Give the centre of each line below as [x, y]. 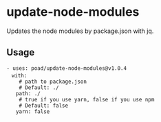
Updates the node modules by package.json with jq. [80, 31]
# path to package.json [53, 82]
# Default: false [44, 106]
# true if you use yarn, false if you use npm [87, 99]
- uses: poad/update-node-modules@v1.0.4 [67, 68]
